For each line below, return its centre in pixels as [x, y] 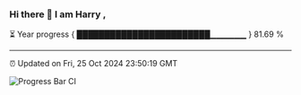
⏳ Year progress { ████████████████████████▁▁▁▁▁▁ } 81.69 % [146, 34]
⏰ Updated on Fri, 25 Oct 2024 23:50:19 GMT [94, 64]
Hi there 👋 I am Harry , [58, 14]
